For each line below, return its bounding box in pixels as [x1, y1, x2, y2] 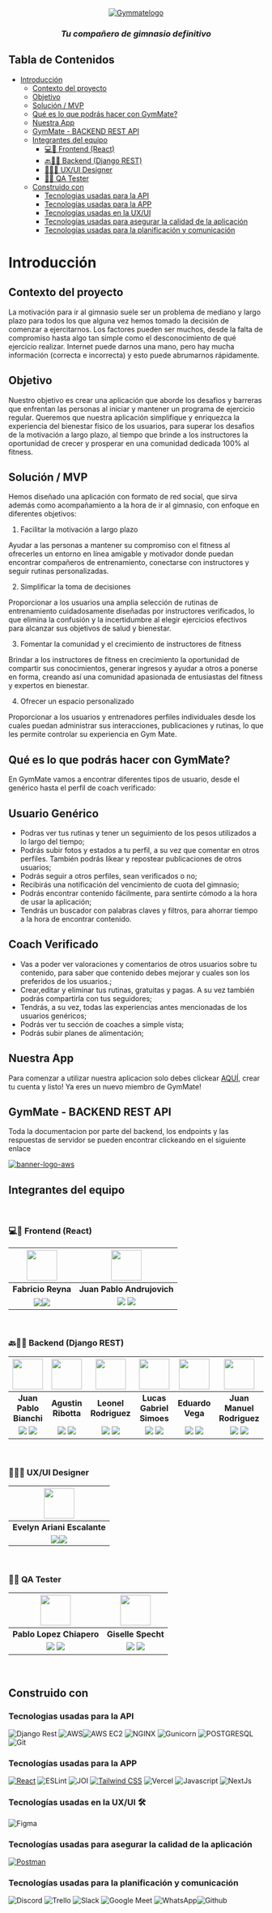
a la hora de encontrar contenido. [19, 914, 132, 923]
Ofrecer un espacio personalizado [19, 696, 134, 706]
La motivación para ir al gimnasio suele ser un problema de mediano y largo [8, 307, 261, 317]
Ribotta [52, 1407, 81, 1419]
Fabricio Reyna [12, 1283, 71, 1295]
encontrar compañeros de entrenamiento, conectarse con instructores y [8, 558, 249, 567]
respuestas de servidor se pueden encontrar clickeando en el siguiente [8, 1135, 246, 1145]
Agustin [51, 1397, 83, 1409]
